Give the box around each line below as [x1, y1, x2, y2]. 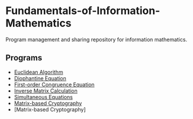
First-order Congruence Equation [14, 81, 95, 88]
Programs [5, 53, 42, 63]
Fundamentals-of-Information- [5, 4, 160, 18]
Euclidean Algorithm [14, 69, 64, 76]
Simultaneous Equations [14, 93, 73, 100]
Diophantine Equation [14, 74, 66, 81]
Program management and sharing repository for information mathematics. [5, 36, 188, 43]
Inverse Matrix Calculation [14, 87, 78, 94]
